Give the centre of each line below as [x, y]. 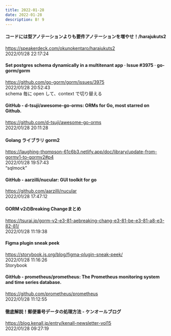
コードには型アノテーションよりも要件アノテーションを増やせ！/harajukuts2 [86, 36]
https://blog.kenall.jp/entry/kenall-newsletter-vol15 [58, 323]
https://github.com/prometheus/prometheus [52, 294]
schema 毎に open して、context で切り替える [54, 93]
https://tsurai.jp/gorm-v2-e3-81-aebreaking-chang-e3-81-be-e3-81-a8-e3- [85, 221]
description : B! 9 [25, 19]
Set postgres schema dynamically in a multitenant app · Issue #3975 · [81, 65]
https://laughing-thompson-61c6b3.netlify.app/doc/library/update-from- [81, 152]
